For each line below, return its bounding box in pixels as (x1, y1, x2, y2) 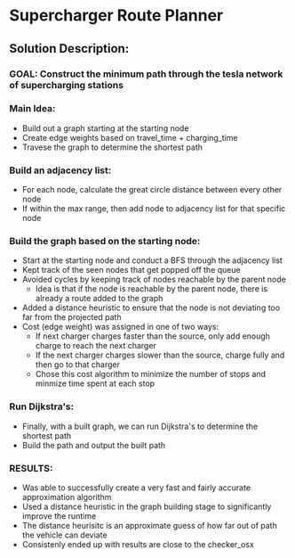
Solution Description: (9, 41, 130, 56)
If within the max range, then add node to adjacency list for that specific (21, 203, 286, 214)
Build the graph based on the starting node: (9, 235, 201, 248)
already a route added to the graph (35, 293, 163, 304)
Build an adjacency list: (9, 164, 112, 176)
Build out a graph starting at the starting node (21, 122, 189, 134)
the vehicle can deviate (21, 529, 108, 540)
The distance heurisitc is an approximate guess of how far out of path (21, 520, 277, 530)
